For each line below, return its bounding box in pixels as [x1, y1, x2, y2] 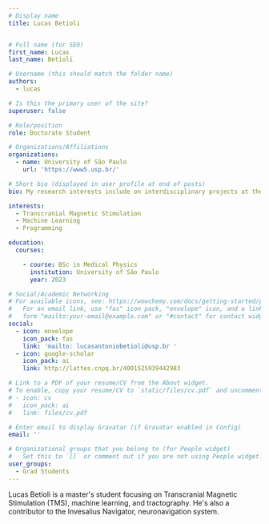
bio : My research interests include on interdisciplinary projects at [8, 187, 249, 195]
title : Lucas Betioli [8, 19, 81, 27]
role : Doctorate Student [8, 129, 91, 137]
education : [8, 239, 45, 247]
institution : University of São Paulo [29, 268, 159, 276]
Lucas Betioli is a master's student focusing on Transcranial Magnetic [8, 490, 238, 499]
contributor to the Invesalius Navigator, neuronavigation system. [8, 506, 219, 516]
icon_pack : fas [22, 334, 74, 343]
